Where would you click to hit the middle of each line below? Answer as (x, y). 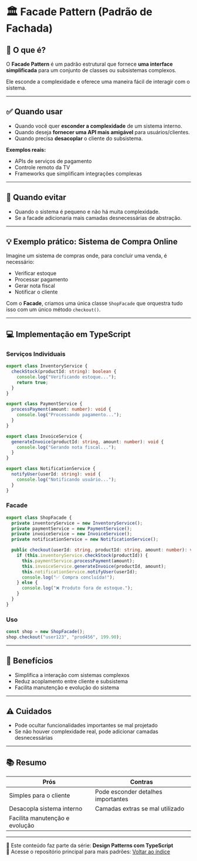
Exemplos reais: (26, 149)
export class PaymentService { (44, 404)
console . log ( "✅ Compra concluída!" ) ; (68, 577)
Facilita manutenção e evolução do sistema (67, 688)
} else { (27, 583)
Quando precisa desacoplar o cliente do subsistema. (79, 138)
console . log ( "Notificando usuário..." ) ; (67, 479)
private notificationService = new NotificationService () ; (85, 540)
